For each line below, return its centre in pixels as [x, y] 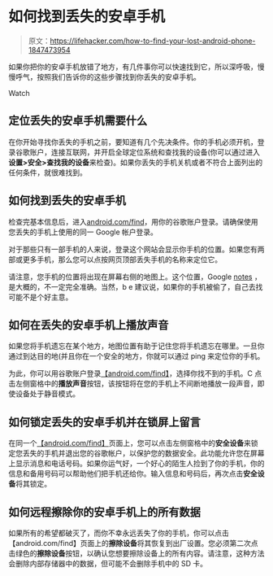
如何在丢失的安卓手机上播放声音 [89, 325]
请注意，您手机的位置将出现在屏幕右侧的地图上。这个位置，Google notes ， [135, 277]
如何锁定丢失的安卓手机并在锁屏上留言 [104, 422]
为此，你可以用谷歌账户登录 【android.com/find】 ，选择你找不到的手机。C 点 [135, 373]
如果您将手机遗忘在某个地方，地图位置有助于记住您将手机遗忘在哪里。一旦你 [136, 346]
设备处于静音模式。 [47, 394]
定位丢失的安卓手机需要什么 [78, 121]
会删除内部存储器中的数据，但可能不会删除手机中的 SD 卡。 [108, 563]
